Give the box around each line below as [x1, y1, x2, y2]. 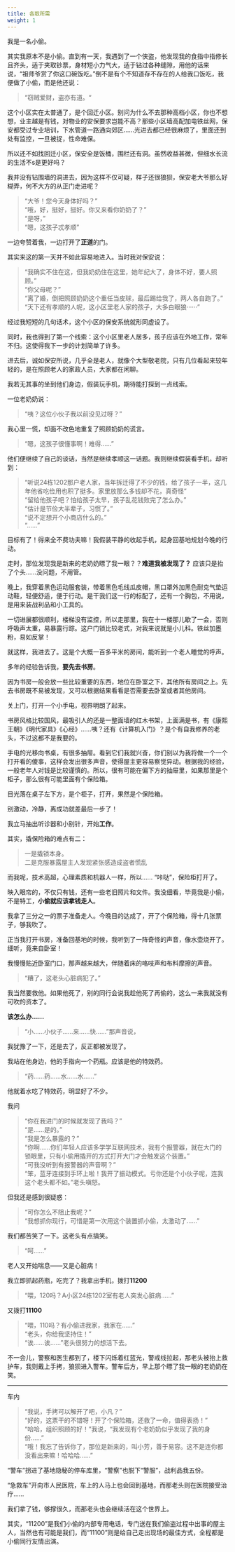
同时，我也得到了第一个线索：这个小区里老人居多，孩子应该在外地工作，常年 [7, 332, 228, 341]
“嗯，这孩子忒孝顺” [24, 222, 80, 231]
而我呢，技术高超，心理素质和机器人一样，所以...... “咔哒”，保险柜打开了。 [7, 872, 222, 881]
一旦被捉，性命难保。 [37, 134, 99, 142]
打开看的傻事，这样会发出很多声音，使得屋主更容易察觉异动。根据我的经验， [7, 757, 228, 765]
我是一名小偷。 [7, 36, 50, 46]
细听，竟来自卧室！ [7, 944, 63, 952]
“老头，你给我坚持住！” [24, 1330, 92, 1338]
